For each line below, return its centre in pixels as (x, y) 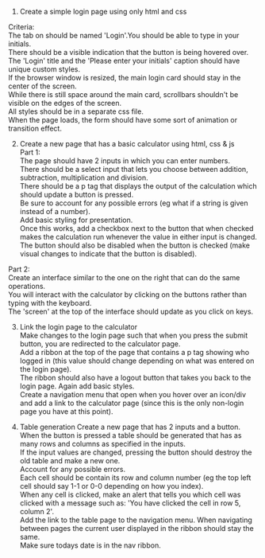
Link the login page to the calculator (78, 327)
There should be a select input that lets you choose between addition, (134, 169)
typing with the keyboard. (50, 303)
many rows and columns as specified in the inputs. (103, 444)
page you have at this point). (66, 412)
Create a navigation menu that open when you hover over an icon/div (133, 394)
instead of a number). (55, 211)
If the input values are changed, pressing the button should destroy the (136, 452)
